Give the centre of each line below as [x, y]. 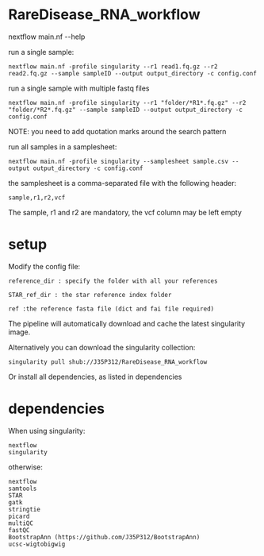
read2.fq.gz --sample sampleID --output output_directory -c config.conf [133, 73]
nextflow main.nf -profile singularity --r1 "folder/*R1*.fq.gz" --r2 [127, 102]
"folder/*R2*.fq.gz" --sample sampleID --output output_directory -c [126, 110]
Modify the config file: [44, 266]
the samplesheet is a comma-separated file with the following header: [122, 183]
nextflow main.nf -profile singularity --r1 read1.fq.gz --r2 [113, 66]
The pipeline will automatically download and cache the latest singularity [127, 323]
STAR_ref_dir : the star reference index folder [90, 295]
